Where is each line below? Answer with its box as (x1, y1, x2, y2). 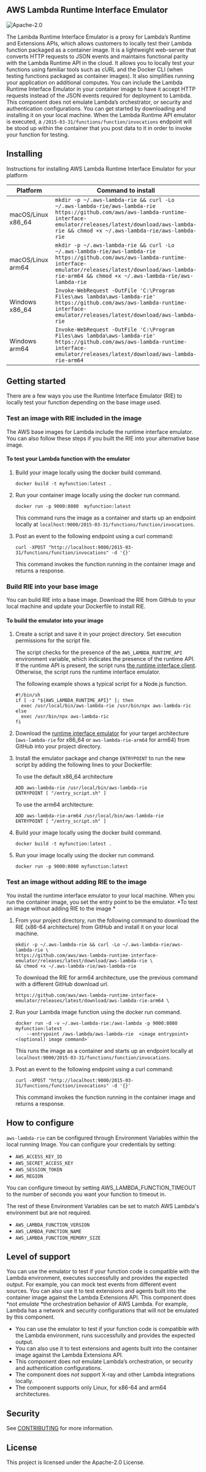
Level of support (6, 1251, 71, 1262)
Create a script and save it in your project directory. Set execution (15, 630, 181, 638)
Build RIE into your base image (6, 582, 99, 591)
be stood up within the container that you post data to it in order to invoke (6, 124, 192, 131)
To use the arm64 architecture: (15, 801, 94, 809)
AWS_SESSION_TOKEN (15, 1166, 63, 1173)
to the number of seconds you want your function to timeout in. (6, 1190, 167, 1198)
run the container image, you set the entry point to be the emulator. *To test (6, 898, 198, 906)
